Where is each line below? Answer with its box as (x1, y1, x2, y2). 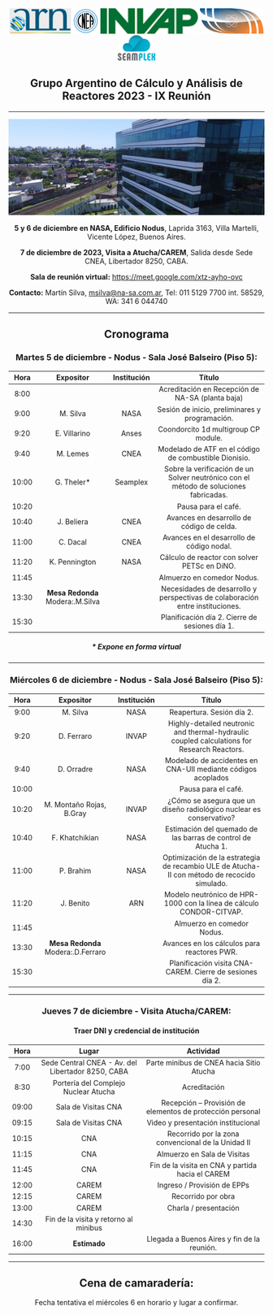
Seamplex (115, 477, 149, 487)
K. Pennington (49, 557, 97, 566)
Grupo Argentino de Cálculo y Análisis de (29, 76, 244, 90)
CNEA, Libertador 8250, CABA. (84, 256, 188, 266)
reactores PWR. (185, 947, 238, 957)
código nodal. (186, 541, 232, 551)
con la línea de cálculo (184, 898, 259, 909)
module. (195, 432, 223, 442)
